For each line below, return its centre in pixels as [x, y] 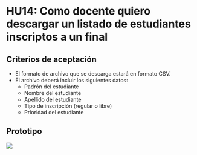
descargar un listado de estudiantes [99, 24]
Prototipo [24, 131]
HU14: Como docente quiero [79, 11]
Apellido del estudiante [53, 99]
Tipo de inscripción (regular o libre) [68, 106]
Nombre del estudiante [53, 93]
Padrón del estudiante [51, 87]
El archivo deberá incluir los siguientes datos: [71, 80]
